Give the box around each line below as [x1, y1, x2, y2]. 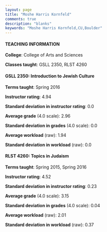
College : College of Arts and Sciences [5, 52, 83, 58]
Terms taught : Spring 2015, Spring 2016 [5, 164, 87, 170]
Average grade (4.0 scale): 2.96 [5, 113, 71, 119]
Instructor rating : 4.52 [5, 174, 51, 179]
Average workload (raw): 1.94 [5, 132, 67, 138]
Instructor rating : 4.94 [5, 94, 52, 100]
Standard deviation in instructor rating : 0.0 [5, 103, 95, 109]
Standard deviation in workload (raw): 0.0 [5, 142, 92, 148]
